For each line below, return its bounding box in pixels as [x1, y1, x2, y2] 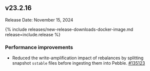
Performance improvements [5, 44, 73, 50]
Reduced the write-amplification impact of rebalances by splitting [12, 55, 144, 61]
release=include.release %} [5, 31, 61, 37]
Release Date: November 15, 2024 [5, 17, 74, 23]
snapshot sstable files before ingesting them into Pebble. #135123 [12, 60, 145, 66]
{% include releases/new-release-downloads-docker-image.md [5, 26, 133, 32]
